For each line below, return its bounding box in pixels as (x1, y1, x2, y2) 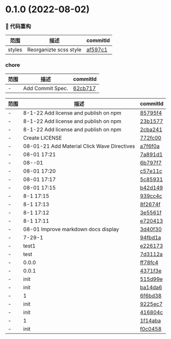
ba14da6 (140, 284, 162, 291)
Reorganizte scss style (27, 46, 82, 53)
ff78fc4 (140, 259, 159, 266)
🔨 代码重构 (5, 23, 32, 30)
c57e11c (140, 167, 162, 174)
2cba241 (140, 126, 162, 133)
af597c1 (86, 46, 108, 53)
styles (8, 46, 22, 53)
